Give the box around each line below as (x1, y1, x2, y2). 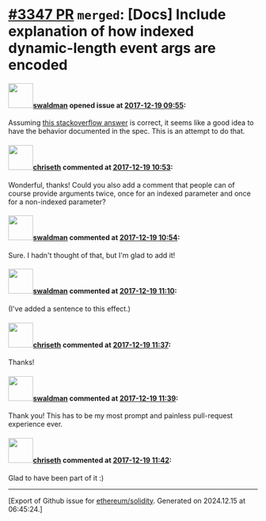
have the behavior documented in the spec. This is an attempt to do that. (8, 127, 245, 136)
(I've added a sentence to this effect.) (8, 304, 131, 314)
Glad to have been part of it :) (8, 473, 104, 482)
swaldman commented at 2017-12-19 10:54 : (32, 233, 180, 242)
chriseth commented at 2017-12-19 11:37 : (32, 340, 172, 349)
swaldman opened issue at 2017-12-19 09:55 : (32, 101, 186, 110)
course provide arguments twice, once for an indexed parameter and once (8, 188, 251, 198)
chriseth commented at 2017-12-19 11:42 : (32, 455, 172, 465)
